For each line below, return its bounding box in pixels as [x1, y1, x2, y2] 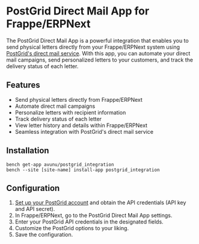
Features [6, 80, 40, 90]
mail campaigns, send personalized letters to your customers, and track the [6, 56, 194, 63]
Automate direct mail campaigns [14, 102, 96, 110]
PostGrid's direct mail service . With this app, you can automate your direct [6, 49, 191, 57]
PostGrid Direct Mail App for [6, 4, 150, 18]
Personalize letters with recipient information [14, 108, 126, 116]
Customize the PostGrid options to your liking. [14, 225, 129, 232]
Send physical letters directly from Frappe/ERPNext [14, 96, 143, 103]
